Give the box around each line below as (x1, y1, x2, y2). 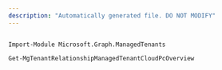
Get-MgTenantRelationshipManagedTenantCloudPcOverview (8, 54, 195, 62)
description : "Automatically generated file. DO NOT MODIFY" (8, 11, 216, 20)
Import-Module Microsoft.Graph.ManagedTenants (8, 41, 166, 49)
